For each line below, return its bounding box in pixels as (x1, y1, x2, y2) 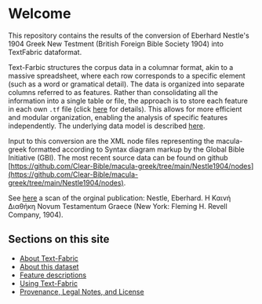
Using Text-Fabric (19, 278, 78, 288)
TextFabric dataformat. (8, 47, 82, 57)
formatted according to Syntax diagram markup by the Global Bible (28, 145, 245, 154)
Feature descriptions (19, 270, 87, 280)
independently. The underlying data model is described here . (8, 121, 206, 130)
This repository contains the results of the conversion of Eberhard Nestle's (8, 31, 249, 40)
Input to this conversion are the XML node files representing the (8, 136, 214, 145)
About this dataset (19, 262, 79, 271)
